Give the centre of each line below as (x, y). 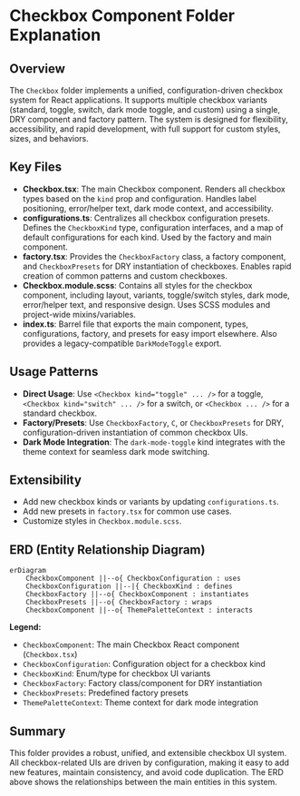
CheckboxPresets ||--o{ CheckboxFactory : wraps (119, 603)
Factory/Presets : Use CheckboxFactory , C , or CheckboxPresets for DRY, (153, 422)
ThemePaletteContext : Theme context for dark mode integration (140, 703)
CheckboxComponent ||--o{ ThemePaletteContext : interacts (140, 610)
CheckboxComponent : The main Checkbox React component (131, 644)
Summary (38, 731)
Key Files (35, 167)
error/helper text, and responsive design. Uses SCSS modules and (146, 304)
